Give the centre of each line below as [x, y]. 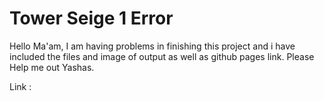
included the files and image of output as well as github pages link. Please [162, 56]
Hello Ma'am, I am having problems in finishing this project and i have [152, 46]
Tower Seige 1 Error [91, 18]
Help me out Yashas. [52, 67]
